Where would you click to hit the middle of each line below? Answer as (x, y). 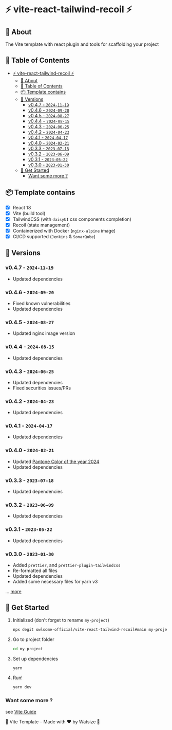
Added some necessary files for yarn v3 (55, 581)
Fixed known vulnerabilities (42, 303)
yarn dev (22, 687)
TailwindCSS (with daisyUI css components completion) (72, 219)
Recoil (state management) (41, 225)
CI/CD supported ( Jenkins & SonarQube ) (54, 236)
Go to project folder (33, 639)
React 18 (22, 207)
